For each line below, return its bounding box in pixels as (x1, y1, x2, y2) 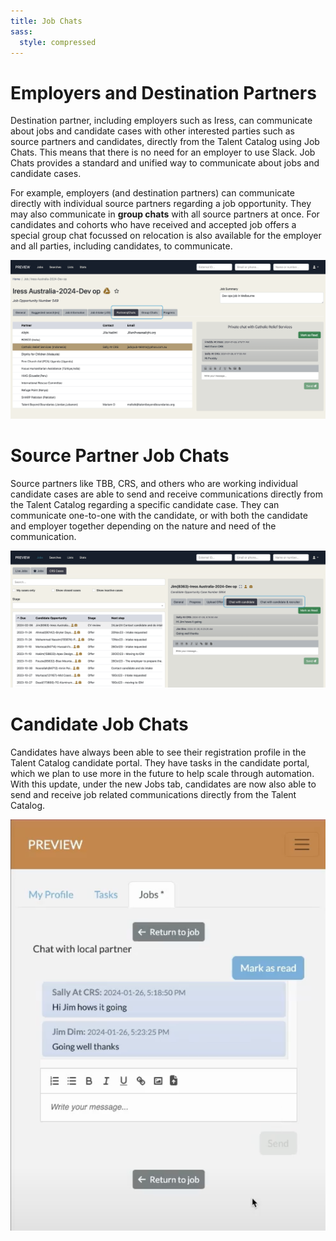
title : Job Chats (10, 16, 83, 26)
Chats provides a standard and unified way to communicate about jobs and (10, 157, 320, 169)
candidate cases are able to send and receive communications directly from (10, 488, 323, 500)
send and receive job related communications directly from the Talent (10, 789, 297, 801)
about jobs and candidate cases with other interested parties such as (10, 125, 295, 137)
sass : (10, 26, 33, 37)
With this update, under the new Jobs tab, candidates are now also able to (10, 778, 317, 790)
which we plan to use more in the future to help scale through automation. (10, 768, 315, 780)
